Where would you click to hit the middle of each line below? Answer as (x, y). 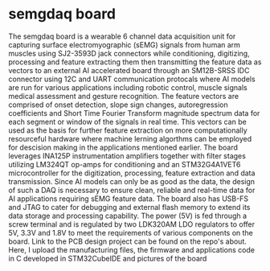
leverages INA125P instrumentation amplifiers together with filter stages (127, 156)
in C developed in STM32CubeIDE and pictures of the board (108, 258)
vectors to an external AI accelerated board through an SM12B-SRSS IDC (129, 70)
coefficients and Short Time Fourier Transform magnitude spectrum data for (134, 113)
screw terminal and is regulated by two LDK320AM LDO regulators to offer (132, 224)
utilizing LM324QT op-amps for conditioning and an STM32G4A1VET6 (125, 164)
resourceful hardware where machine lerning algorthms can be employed (130, 138)
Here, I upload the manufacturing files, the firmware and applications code (132, 249)
